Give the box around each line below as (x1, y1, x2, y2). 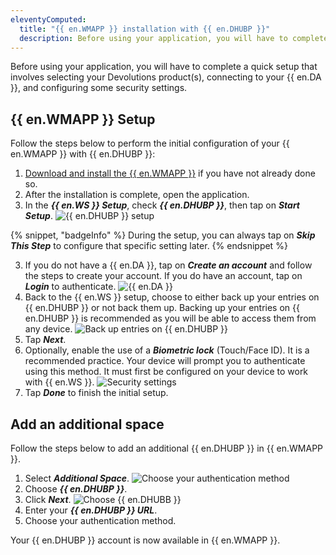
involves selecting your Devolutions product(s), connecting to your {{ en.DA (10, 71, 322, 83)
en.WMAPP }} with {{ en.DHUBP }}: (10, 148, 156, 160)
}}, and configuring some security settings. (10, 82, 188, 94)
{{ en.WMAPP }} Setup (10, 111, 156, 128)
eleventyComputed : (10, 14, 87, 25)
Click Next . (24, 494, 72, 505)
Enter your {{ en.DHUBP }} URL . (24, 504, 158, 516)
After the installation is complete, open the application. (24, 189, 250, 201)
